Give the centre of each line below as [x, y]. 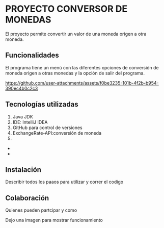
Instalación [23, 170]
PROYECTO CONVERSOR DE [66, 9]
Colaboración [27, 198]
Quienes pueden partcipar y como [41, 210]
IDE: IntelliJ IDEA [30, 122]
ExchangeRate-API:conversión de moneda [57, 133]
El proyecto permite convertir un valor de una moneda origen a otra [76, 34]
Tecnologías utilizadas [42, 104]
